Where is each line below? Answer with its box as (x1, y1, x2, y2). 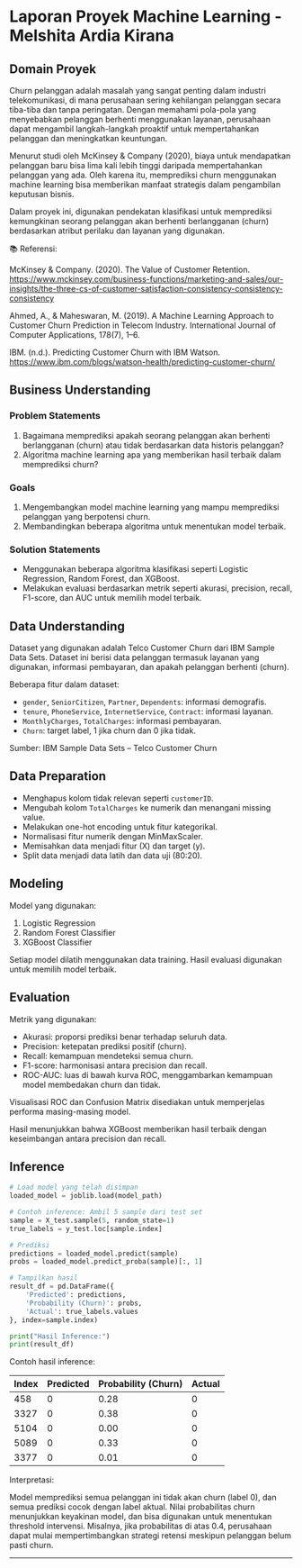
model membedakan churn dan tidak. (22, 1079, 162, 1090)
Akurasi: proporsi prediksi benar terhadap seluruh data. (22, 1031, 227, 1042)
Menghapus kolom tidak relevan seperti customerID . (22, 793, 214, 803)
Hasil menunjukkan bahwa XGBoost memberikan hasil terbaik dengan (9, 1123, 267, 1134)
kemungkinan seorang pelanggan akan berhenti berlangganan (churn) (9, 216, 270, 226)
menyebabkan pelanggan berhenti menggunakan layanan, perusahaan (9, 114, 271, 124)
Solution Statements (9, 543, 101, 556)
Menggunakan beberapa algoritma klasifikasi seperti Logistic (22, 564, 249, 575)
